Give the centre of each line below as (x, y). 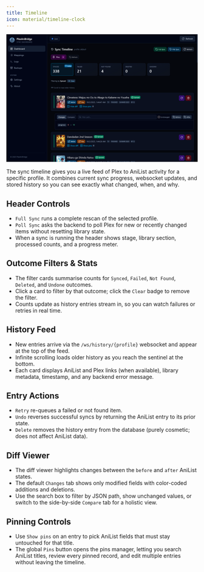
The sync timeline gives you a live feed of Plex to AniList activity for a (93, 172)
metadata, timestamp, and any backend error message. (84, 376)
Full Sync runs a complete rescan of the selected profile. (87, 218)
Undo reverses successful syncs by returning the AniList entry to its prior (105, 417)
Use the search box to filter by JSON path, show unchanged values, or (104, 496)
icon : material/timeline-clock (46, 19)
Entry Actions (33, 396)
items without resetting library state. (60, 231)
